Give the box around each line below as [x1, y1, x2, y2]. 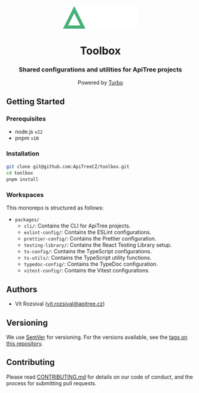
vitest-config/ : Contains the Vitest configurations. [23, 267, 151, 274]
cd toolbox [6, 170, 33, 176]
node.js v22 [14, 128, 43, 136]
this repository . [6, 340, 44, 347]
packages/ [14, 217, 40, 223]
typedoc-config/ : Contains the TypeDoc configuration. [23, 260, 158, 268]
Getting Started [6, 96, 65, 107]
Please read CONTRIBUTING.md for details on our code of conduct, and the [6, 373, 193, 380]
